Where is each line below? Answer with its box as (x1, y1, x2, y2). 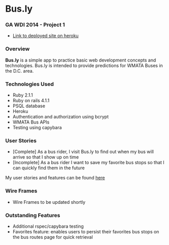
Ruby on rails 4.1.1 (12, 98, 50, 104)
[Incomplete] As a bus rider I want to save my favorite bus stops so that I (12, 160, 165, 166)
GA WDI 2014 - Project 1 (5, 21, 65, 28)
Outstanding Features (5, 211, 60, 219)
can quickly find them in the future (12, 165, 85, 171)
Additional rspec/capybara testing (12, 223, 84, 229)
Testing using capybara (12, 125, 62, 131)
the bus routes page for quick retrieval (12, 234, 93, 240)
